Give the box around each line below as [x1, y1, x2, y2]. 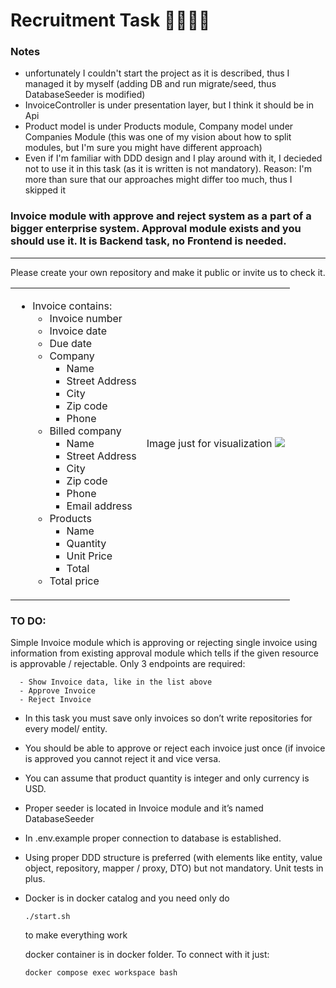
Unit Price [66, 549, 113, 563]
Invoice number [49, 311, 123, 325]
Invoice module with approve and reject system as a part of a [10, 209, 312, 223]
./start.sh [24, 912, 71, 922]
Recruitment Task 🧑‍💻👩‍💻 [10, 9, 211, 32]
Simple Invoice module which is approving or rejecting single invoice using [10, 637, 318, 649]
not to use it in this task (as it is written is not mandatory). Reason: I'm [24, 163, 312, 175]
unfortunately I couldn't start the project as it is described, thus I [24, 67, 290, 79]
